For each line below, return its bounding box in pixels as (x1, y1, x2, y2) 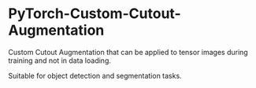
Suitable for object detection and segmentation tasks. (8, 71, 183, 80)
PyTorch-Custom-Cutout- (8, 5, 181, 23)
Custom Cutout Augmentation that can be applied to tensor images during (8, 47, 248, 57)
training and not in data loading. (8, 56, 112, 65)
